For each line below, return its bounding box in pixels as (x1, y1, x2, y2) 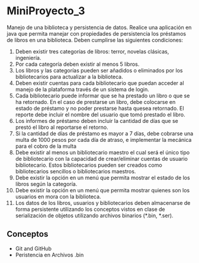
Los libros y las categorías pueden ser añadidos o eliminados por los (15, 66, 183, 74)
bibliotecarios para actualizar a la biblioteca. (15, 73, 123, 80)
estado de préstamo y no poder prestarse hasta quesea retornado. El (15, 104, 184, 112)
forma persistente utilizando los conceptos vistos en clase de (15, 205, 165, 213)
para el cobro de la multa (15, 142, 76, 150)
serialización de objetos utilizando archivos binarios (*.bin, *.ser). (15, 212, 174, 219)
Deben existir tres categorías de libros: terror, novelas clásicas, (15, 47, 169, 55)
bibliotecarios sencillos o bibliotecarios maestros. (15, 167, 136, 175)
